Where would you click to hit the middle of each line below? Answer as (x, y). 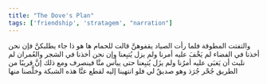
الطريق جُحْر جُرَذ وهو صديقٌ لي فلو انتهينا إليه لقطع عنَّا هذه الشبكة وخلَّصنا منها (123, 71)
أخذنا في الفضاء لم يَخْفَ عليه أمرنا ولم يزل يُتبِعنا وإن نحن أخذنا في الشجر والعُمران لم (134, 54)
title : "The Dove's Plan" (51, 15)
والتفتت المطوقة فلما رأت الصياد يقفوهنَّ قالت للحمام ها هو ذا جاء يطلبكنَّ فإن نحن (130, 45)
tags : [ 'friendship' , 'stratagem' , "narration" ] (90, 23)
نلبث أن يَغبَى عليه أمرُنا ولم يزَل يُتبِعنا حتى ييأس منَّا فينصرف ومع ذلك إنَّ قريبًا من (127, 62)
